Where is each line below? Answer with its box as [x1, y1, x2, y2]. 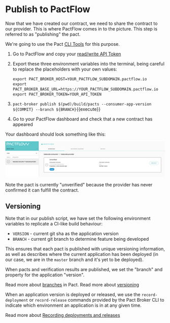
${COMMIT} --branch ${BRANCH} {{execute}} [12, 106, 101, 112]
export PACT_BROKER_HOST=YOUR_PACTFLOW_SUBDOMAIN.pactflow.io [12, 76, 147, 82]
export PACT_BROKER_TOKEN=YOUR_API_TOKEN [12, 91, 101, 97]
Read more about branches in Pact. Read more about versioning [5, 281, 140, 287]
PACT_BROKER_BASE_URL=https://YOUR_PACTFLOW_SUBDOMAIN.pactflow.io [12, 86, 158, 92]
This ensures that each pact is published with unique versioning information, [5, 245, 165, 252]
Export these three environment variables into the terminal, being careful [12, 60, 165, 67]
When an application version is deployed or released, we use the [5, 291, 141, 298]
